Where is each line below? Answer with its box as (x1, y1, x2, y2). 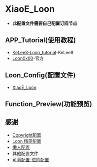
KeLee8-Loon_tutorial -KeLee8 (12, 49, 74, 55)
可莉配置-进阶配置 (12, 156, 49, 163)
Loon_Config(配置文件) (5, 71, 76, 80)
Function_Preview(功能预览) (5, 100, 93, 108)
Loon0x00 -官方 (12, 55, 44, 61)
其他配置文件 (12, 150, 38, 156)
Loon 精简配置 (12, 138, 41, 144)
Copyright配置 (12, 132, 41, 138)
